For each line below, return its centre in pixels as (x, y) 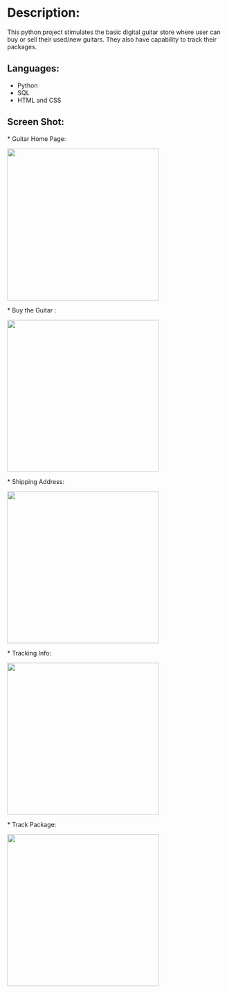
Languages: (34, 68)
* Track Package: (32, 824)
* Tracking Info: (29, 653)
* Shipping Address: (36, 481)
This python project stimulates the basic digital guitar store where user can (114, 32)
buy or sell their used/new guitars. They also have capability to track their (112, 39)
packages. (22, 47)
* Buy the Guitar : (32, 310)
